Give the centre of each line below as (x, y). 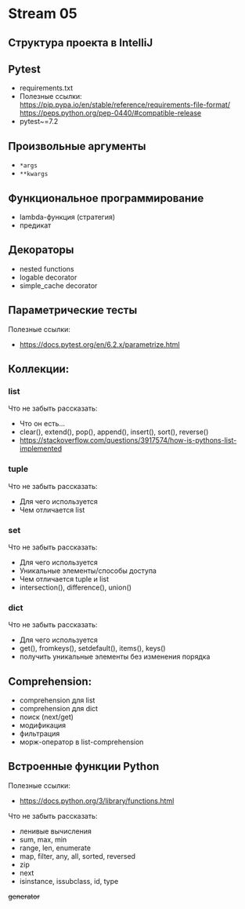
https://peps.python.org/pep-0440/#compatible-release (110, 113)
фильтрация (40, 734)
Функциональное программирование (106, 198)
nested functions (47, 268)
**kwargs (34, 174)
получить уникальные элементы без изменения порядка (115, 657)
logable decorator (48, 277)
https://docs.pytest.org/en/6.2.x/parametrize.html (99, 344)
